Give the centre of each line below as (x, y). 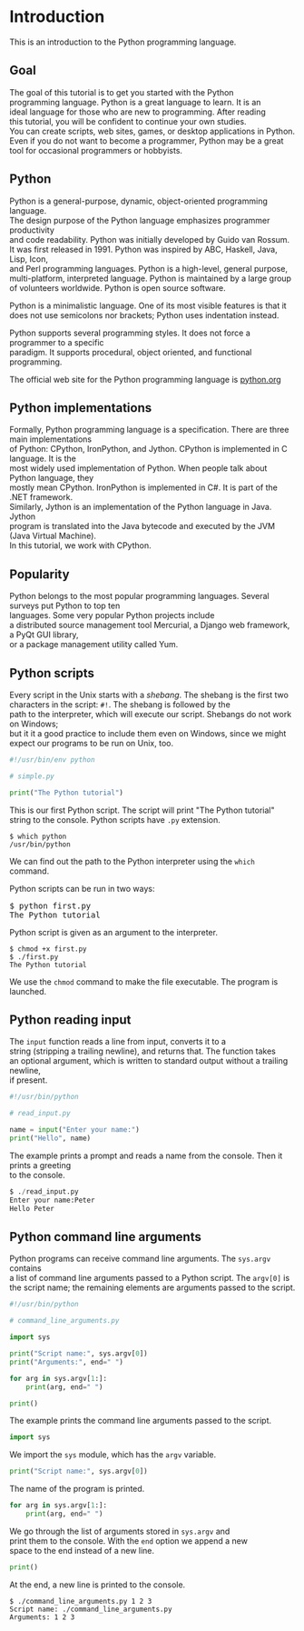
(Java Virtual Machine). (53, 536)
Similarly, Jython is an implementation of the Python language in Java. (141, 507)
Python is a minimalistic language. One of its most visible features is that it (148, 305)
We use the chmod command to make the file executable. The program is (144, 981)
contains (26, 1268)
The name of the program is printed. (77, 1489)
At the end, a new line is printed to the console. (98, 1585)
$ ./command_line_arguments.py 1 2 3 (81, 1601)
